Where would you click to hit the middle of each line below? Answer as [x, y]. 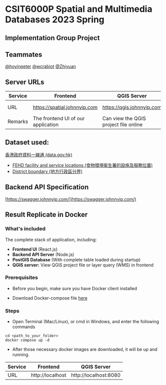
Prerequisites [21, 278]
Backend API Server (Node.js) [43, 254]
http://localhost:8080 [96, 375]
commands [24, 327]
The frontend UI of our [59, 119]
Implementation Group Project [53, 38]
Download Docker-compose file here [50, 298]
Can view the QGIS [124, 119]
